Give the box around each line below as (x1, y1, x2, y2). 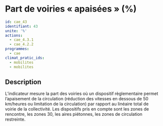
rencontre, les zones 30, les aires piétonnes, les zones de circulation (5, 111, 143, 117)
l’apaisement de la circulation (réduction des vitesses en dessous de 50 (5, 96, 148, 102)
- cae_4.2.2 (9, 42, 34, 47)
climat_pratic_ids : (5, 55, 45, 60)
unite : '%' (5, 28, 27, 33)
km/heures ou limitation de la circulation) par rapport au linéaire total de (5, 101, 149, 107)
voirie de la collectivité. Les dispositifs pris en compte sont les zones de (5, 106, 149, 112)
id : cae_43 (5, 19, 27, 24)
